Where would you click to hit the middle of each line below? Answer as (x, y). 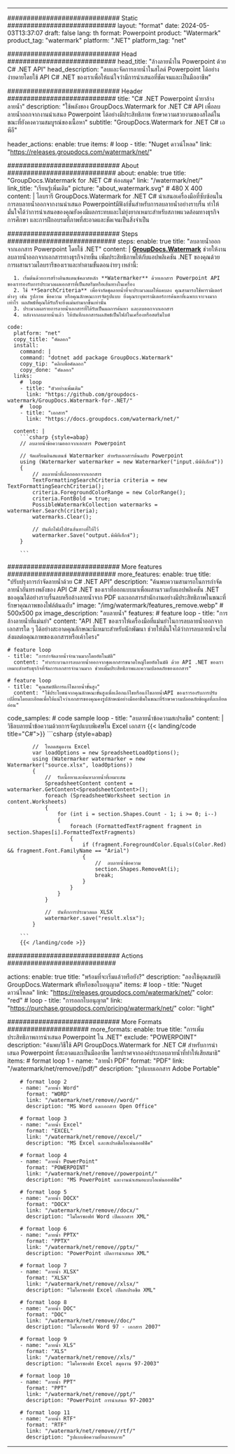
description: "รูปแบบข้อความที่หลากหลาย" (76, 1437)
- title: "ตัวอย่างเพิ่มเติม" (52, 389)
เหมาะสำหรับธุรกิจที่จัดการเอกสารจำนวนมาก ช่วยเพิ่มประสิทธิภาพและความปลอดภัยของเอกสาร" (100, 669)
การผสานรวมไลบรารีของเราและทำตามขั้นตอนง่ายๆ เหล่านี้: (73, 265)
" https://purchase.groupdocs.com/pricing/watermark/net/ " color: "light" (111, 1008)
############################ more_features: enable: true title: (109, 574)
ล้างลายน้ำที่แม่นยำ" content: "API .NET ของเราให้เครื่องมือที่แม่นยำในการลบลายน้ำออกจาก (115, 621)
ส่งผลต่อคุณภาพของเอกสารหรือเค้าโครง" (54, 637)
